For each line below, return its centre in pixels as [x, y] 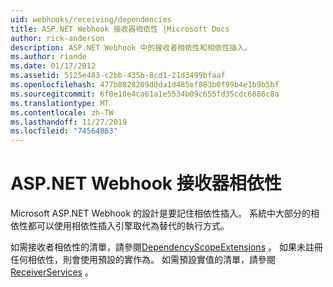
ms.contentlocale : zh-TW [62, 112]
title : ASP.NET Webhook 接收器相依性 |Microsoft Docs [120, 29]
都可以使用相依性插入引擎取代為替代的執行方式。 [128, 226]
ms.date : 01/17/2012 [53, 66]
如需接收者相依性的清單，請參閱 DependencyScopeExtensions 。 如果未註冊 [166, 247]
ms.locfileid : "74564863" [64, 131]
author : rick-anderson [57, 38]
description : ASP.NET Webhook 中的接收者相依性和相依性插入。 [131, 47]
